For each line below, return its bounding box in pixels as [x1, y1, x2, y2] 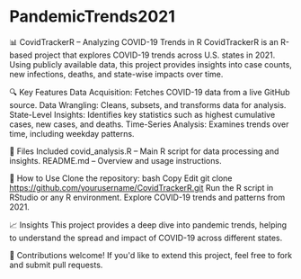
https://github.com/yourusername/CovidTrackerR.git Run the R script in [9, 182, 274, 193]
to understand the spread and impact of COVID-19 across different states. [9, 232, 283, 243]
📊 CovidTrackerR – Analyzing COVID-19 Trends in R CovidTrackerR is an [9, 36, 279, 47]
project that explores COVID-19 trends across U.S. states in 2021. [34, 49, 276, 60]
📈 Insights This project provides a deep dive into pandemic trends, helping [9, 219, 288, 230]
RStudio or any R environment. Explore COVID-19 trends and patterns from [9, 192, 286, 202]
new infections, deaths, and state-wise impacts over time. [9, 68, 224, 79]
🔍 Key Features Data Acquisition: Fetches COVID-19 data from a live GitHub [9, 86, 290, 97]
